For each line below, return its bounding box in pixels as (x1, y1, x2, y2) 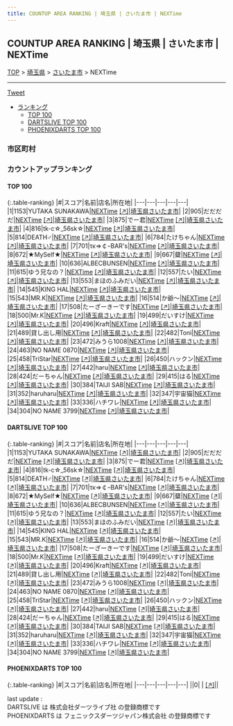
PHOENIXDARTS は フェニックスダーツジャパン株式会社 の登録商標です (7, 711, 212, 720)
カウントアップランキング (7, 165, 92, 174)
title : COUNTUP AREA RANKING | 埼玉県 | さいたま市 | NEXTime (7, 10, 182, 17)
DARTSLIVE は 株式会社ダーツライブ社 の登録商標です (7, 702, 161, 711)
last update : (7, 694, 43, 702)
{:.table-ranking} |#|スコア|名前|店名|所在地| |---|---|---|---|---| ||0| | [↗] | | (7, 680, 219, 688)
